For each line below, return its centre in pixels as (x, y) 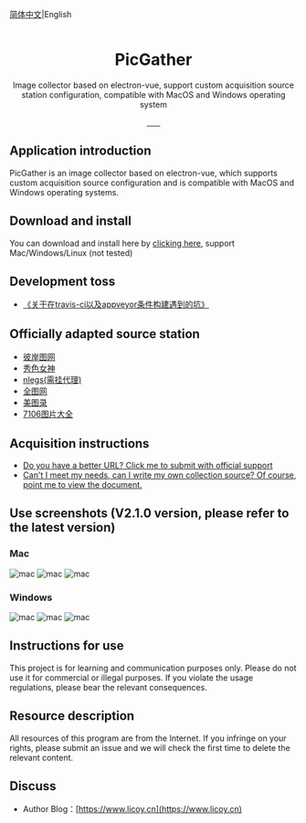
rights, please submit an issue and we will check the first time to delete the (150, 747)
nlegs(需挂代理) (52, 380)
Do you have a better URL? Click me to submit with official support (148, 465)
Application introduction (80, 151)
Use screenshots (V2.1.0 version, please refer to (149, 514)
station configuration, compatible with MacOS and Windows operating (153, 94)
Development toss (63, 281)
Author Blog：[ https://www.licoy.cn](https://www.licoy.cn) (132, 809)
